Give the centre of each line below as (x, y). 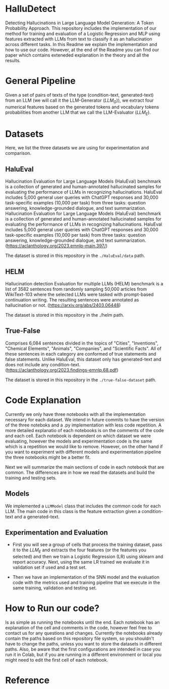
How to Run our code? (52, 608)
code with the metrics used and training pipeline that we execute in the (86, 583)
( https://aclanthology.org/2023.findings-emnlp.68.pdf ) (62, 370)
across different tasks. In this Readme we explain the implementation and (81, 44)
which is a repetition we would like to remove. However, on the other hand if (84, 446)
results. (13, 60)
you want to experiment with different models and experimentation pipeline (83, 452)
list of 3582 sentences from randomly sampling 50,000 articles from (76, 289)
